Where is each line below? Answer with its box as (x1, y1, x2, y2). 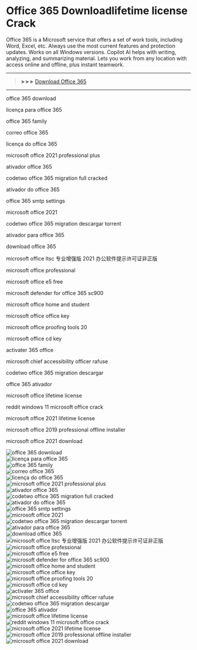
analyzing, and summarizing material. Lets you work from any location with (6, 55, 187, 62)
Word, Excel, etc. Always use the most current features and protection (6, 42, 176, 49)
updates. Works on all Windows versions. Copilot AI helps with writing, (6, 48, 176, 55)
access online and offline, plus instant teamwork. (6, 61, 125, 68)
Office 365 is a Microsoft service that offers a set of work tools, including (6, 36, 183, 43)
